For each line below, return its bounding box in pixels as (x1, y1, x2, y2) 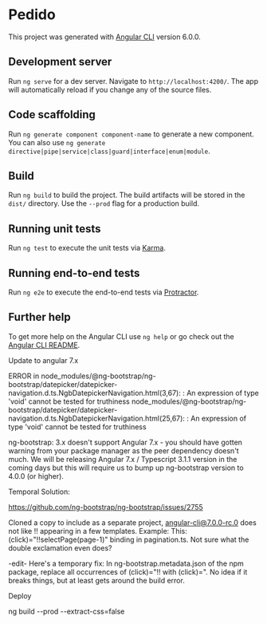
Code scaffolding (8, 108, 96, 121)
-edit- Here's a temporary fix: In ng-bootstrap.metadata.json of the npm (8, 559, 245, 568)
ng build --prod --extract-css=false (8, 606, 125, 616)
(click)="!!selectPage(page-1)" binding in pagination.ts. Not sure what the (8, 535, 249, 544)
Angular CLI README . (8, 340, 80, 350)
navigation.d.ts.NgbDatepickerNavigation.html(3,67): (8, 388, 181, 397)
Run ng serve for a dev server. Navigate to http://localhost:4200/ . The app (8, 76, 259, 85)
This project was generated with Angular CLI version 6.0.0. (8, 32, 201, 41)
